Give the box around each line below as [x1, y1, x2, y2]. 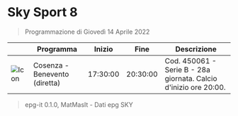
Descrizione [175, 44, 217, 53]
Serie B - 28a [164, 65, 210, 75]
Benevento [33, 69, 69, 79]
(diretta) [33, 78, 61, 88]
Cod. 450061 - [164, 56, 217, 65]
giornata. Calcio [164, 73, 217, 83]
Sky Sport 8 [7, 4, 78, 20]
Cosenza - [33, 60, 69, 70]
